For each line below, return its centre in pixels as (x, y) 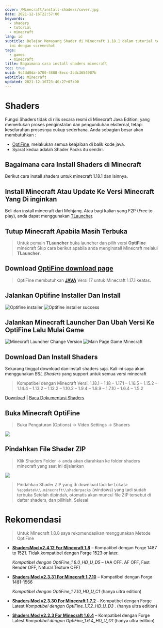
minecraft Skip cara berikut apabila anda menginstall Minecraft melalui (87, 248)
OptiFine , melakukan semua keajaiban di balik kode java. (68, 144)
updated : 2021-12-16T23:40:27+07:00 (42, 82)
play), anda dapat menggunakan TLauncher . (49, 216)
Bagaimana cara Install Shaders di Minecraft (73, 164)
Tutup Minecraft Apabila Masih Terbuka (66, 231)
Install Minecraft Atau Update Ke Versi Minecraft (80, 192)
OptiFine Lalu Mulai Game (44, 330)
